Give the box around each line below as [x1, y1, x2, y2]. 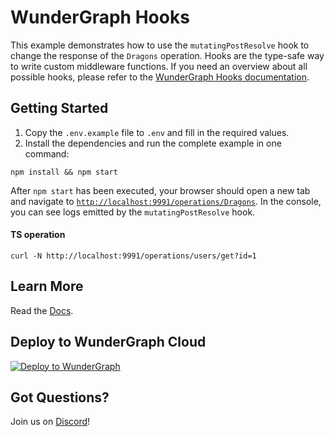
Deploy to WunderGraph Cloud [10, 334, 207, 351]
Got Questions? [10, 389, 110, 406]
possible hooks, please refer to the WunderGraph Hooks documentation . [10, 71, 310, 83]
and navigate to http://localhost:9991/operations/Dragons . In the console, [10, 195, 322, 207]
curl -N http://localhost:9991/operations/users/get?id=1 [10, 251, 257, 261]
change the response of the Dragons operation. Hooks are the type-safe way [10, 49, 325, 61]
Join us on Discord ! [10, 416, 91, 428]
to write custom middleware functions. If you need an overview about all [10, 60, 308, 72]
